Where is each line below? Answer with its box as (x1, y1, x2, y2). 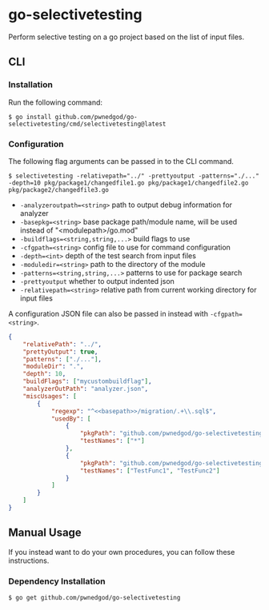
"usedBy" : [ (50, 414, 91, 423)
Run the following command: (8, 98, 102, 107)
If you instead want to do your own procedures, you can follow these (8, 547, 235, 556)
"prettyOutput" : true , (22, 348, 98, 356)
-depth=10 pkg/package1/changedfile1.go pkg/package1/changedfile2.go (8, 178, 249, 187)
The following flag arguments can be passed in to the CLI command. (8, 156, 235, 165)
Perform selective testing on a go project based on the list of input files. (8, 32, 245, 42)
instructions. (8, 556, 50, 565)
